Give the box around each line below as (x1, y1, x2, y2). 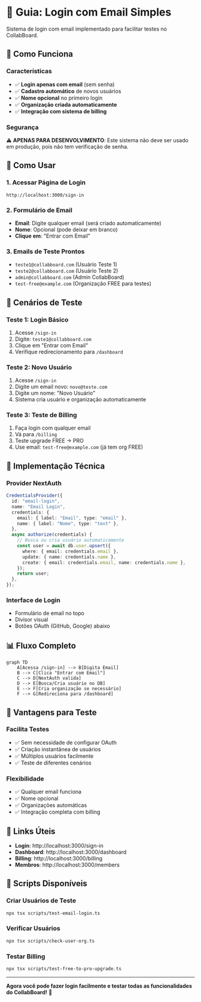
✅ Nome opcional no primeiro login (14, 94, 103, 101)
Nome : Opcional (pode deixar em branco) (14, 226, 118, 233)
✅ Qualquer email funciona (14, 788, 82, 796)
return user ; (17, 571, 50, 577)
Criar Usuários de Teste (6, 896, 77, 905)
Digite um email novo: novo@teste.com (14, 383, 108, 391)
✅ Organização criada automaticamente (14, 101, 117, 108)
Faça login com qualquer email (14, 424, 91, 431)
